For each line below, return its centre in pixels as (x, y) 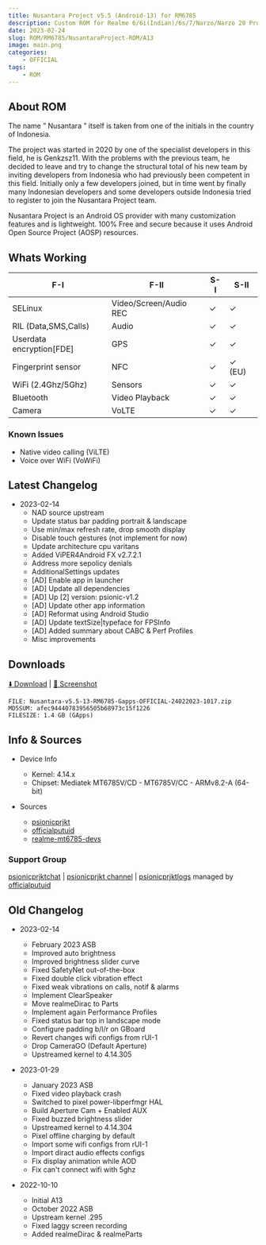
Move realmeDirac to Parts (75, 1004)
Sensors (127, 385)
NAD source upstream (68, 512)
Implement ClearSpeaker (72, 996)
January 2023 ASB (62, 1085)
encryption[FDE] (43, 349)
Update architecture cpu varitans (85, 547)
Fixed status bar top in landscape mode (96, 1021)
